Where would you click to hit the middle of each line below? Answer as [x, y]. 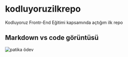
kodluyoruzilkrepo [43, 9]
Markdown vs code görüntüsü [52, 38]
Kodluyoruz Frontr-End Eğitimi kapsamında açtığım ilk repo [64, 22]
